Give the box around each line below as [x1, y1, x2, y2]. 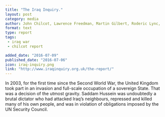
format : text [5, 26, 32, 31]
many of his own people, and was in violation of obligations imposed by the [5, 101, 159, 107]
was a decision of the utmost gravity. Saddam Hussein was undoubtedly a [5, 91, 157, 97]
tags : [5, 35, 16, 40]
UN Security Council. [5, 107, 48, 113]
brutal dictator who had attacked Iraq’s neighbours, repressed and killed [5, 96, 152, 102]
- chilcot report [7, 44, 43, 49]
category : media [5, 16, 39, 21]
